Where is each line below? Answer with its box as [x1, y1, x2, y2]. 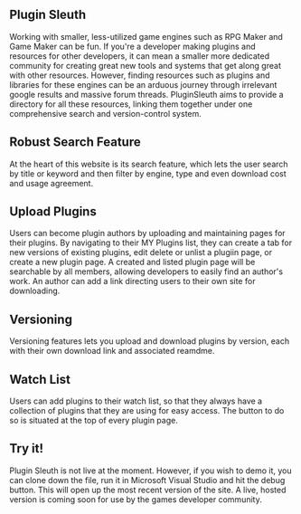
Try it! [9, 441, 43, 456]
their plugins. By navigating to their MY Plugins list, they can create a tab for [9, 237, 292, 248]
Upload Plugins [9, 204, 97, 220]
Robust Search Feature [9, 135, 142, 150]
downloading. [9, 285, 61, 297]
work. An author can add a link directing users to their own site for [9, 276, 256, 287]
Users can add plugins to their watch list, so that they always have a [9, 395, 263, 406]
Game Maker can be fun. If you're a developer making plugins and [9, 41, 256, 52]
